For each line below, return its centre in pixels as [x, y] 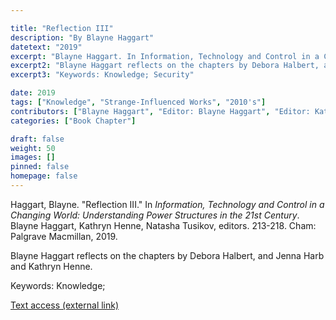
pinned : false [40, 167]
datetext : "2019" [46, 47]
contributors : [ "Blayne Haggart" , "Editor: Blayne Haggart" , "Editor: [160, 111]
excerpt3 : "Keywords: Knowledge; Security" [102, 75]
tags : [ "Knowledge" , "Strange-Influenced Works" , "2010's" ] [138, 102]
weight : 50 [33, 148]
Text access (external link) [65, 305]
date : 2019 [33, 93]
